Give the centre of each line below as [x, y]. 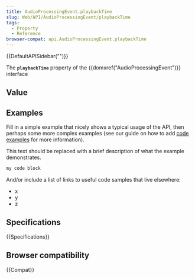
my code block [24, 169]
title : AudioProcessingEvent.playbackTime [59, 12]
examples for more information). [45, 139]
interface [17, 74]
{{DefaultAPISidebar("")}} [37, 56]
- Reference [26, 34]
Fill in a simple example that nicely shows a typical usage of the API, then [95, 127]
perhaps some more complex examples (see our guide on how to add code [97, 134]
